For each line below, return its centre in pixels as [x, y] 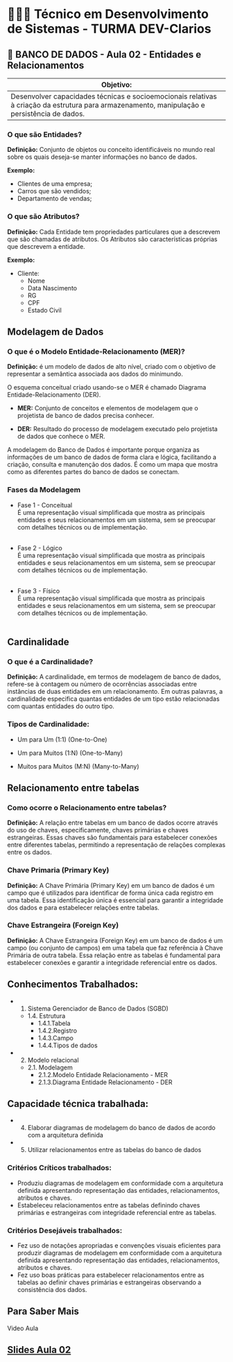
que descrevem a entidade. [46, 246]
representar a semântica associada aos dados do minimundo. [95, 374]
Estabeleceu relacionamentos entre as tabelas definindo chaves [109, 1205]
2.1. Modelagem [50, 1067]
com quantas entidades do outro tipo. [61, 706]
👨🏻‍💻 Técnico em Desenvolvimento [108, 14]
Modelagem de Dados [55, 332]
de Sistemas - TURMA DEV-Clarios [109, 29]
